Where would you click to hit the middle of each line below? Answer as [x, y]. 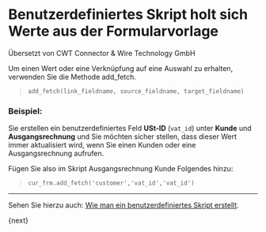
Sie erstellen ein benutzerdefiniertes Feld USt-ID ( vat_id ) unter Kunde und [130, 129]
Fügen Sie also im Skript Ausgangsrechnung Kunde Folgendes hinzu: [121, 169]
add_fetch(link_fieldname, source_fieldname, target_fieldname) [136, 91]
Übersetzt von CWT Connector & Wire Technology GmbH [102, 53]
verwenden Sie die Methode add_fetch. [72, 77]
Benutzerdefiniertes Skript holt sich [128, 15]
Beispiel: [25, 110]
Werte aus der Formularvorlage [114, 31]
